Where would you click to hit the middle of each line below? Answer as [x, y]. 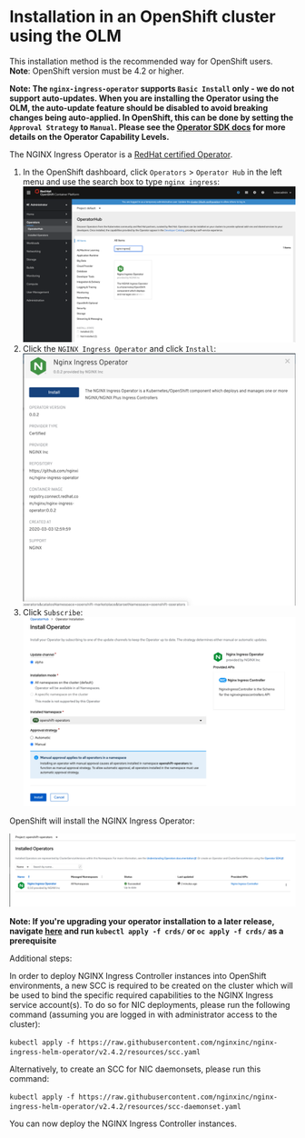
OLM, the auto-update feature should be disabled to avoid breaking [139, 107]
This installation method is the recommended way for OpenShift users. [141, 61]
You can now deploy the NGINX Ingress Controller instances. [123, 1123]
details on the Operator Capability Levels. [89, 136]
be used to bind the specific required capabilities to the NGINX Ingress [142, 995]
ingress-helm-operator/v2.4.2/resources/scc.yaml [105, 1053]
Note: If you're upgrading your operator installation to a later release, [142, 922]
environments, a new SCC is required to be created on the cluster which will [151, 986]
